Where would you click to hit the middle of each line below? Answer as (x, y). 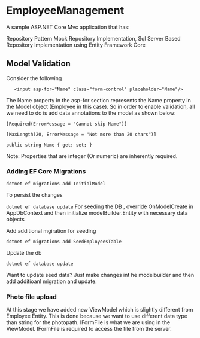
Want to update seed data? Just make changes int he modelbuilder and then (100, 275)
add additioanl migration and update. (51, 281)
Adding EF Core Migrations (46, 171)
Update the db (24, 253)
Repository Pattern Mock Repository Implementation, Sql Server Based (93, 38)
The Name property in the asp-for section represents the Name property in (99, 100)
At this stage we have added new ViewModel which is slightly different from (100, 310)
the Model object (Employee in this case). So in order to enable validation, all (101, 106)
